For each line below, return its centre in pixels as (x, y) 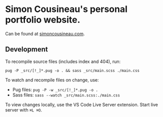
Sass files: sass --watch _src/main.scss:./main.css (66, 95)
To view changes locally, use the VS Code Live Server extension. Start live (82, 104)
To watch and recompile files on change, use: (52, 80)
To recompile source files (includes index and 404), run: (63, 61)
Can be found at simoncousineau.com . (45, 33)
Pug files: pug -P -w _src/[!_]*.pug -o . (55, 89)
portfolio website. (43, 20)
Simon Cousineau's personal (66, 9)
